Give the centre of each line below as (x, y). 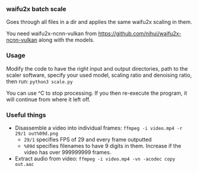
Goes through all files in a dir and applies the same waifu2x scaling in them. (99, 22)
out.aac (24, 164)
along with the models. (66, 40)
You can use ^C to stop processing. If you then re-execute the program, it (97, 93)
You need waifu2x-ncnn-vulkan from (52, 34)
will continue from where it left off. (48, 99)
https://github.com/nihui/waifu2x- (140, 34)
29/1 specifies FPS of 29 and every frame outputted (88, 139)
